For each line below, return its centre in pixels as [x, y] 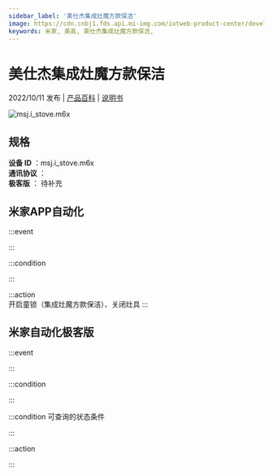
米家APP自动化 [46, 211]
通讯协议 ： [27, 173]
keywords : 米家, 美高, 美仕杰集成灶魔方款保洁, [81, 31]
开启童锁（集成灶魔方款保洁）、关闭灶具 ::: [78, 304]
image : [19, 24]
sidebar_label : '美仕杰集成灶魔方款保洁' [73, 16]
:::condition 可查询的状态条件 [57, 417]
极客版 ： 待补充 [35, 183]
